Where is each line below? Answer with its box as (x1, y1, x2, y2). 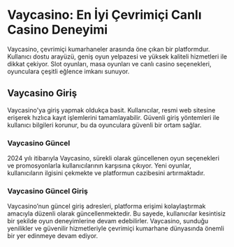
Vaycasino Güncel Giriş (7, 186, 89, 195)
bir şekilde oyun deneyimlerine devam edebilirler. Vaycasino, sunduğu (7, 217, 209, 225)
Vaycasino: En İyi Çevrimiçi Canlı (7, 7, 202, 23)
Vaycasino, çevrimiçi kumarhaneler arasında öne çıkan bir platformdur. (7, 45, 210, 53)
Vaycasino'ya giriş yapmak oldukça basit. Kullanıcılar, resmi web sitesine (7, 105, 216, 114)
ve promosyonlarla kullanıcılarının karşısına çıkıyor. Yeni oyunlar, (7, 161, 192, 170)
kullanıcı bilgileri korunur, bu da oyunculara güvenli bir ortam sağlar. (7, 121, 202, 129)
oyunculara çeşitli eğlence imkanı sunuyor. (7, 67, 130, 75)
